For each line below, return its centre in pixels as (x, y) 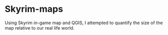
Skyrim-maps (34, 9)
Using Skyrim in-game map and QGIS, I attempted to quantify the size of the (84, 23)
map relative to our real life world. (40, 28)
